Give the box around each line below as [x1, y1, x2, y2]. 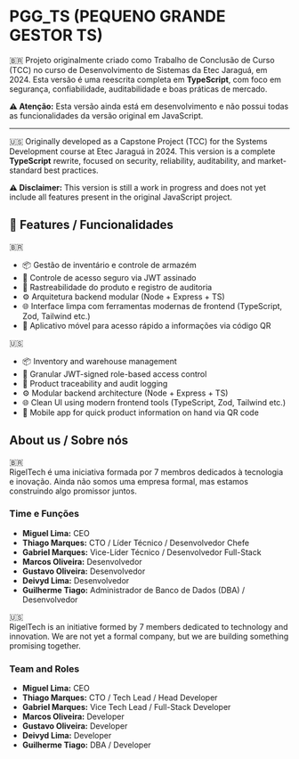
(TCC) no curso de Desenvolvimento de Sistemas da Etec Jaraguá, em [9, 64, 268, 75]
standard [9, 165, 43, 175]
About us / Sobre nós [9, 433, 129, 448]
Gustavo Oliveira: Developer [21, 721, 128, 731]
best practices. [44, 165, 100, 175]
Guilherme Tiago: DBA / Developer [21, 739, 151, 750]
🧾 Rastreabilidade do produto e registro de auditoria [21, 282, 213, 292]
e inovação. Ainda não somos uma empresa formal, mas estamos [9, 476, 249, 486]
